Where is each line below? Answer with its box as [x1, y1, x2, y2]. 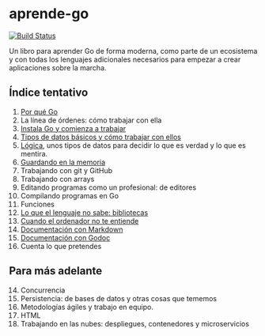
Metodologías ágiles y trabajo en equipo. [20, 302, 153, 311]
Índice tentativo [9, 86, 89, 100]
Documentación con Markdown [20, 225, 123, 234]
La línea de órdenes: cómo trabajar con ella [20, 115, 162, 125]
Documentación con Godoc [20, 232, 111, 242]
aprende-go [9, 5, 89, 23]
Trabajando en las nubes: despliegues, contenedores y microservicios [20, 319, 250, 328]
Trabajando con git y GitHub [20, 165, 113, 175]
